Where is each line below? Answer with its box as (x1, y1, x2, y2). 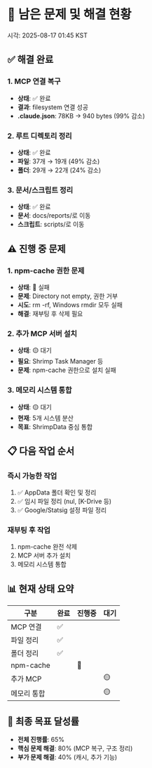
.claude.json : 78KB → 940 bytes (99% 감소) (17, 111, 146, 120)
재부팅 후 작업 (7, 526, 51, 535)
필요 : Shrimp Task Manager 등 (17, 357, 104, 366)
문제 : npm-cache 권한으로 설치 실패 (17, 366, 117, 374)
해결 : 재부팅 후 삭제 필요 (17, 309, 83, 318)
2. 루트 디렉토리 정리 (7, 131, 72, 141)
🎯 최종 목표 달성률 (7, 715, 79, 727)
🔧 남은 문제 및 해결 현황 (7, 6, 132, 23)
